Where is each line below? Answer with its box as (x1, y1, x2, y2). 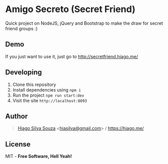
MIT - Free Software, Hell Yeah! (5, 153, 72, 159)
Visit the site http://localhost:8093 (12, 97, 87, 104)
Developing (5, 68, 42, 76)
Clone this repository (12, 81, 57, 88)
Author (5, 112, 28, 120)
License (5, 140, 31, 148)
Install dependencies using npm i (12, 87, 81, 93)
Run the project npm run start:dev (12, 92, 85, 98)
